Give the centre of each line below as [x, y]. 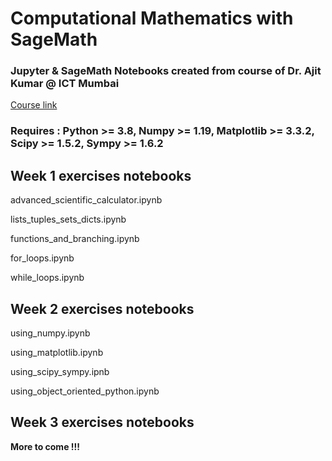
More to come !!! [45, 446]
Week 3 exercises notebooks [102, 422]
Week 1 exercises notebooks [101, 175]
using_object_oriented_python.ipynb [85, 391]
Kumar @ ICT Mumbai [65, 84]
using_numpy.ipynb [50, 333]
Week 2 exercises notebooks [102, 308]
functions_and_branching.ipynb [75, 239]
